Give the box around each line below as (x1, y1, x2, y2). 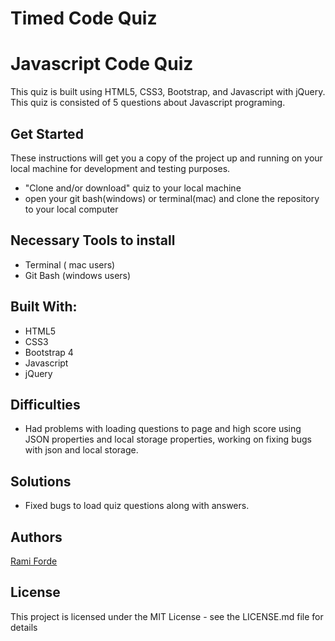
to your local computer (24, 203, 119, 215)
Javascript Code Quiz (10, 53, 194, 76)
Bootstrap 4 (24, 346, 74, 358)
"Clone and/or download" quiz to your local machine (24, 182, 242, 194)
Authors (10, 528, 63, 546)
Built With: (10, 298, 78, 316)
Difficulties (10, 396, 81, 413)
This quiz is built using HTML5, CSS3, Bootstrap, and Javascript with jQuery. (10, 86, 326, 98)
